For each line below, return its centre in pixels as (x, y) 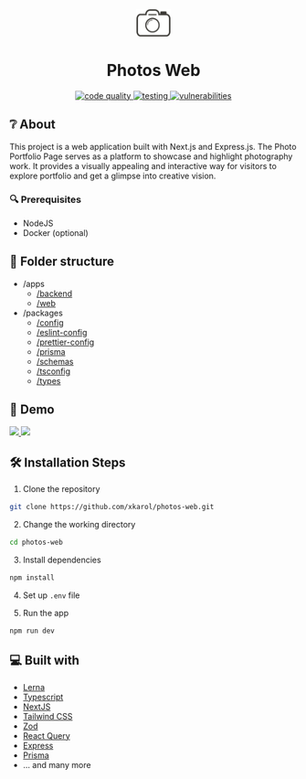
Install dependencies (62, 560)
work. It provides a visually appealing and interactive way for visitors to (143, 165)
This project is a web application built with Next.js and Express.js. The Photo (153, 146)
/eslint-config (62, 332)
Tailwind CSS (47, 716)
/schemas (55, 361)
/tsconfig (53, 371)
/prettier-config (65, 342)
